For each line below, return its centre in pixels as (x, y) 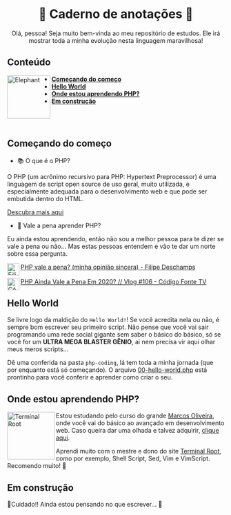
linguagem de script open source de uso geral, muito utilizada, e (99, 184)
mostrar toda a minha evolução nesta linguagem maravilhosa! (116, 40)
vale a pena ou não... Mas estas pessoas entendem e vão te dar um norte (111, 246)
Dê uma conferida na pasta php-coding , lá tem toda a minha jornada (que (110, 363)
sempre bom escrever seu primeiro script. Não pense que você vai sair (108, 327)
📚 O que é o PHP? (43, 160)
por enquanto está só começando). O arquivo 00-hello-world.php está (107, 370)
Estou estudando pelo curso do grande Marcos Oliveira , (135, 416)
